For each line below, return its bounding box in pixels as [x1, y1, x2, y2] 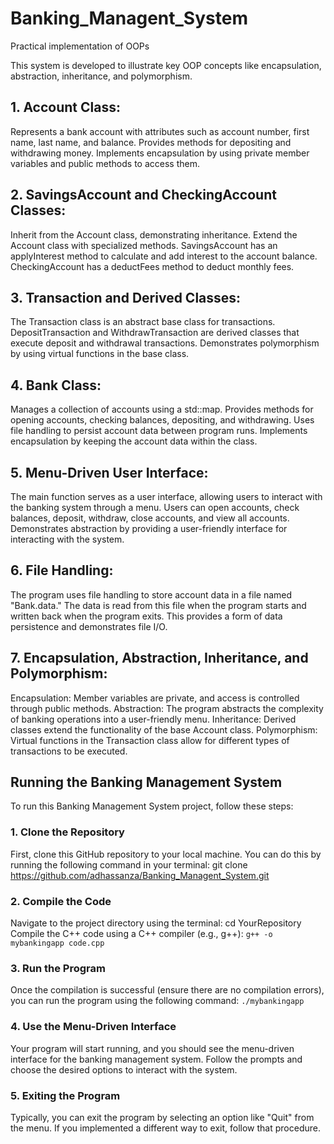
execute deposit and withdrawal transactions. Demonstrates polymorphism [10, 337, 320, 349]
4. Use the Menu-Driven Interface [10, 1020, 177, 1034]
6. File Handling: [10, 562, 114, 579]
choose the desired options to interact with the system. [10, 1063, 238, 1076]
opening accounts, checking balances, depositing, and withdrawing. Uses [10, 414, 315, 426]
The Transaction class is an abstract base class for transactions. [10, 316, 276, 328]
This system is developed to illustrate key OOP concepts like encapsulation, [10, 59, 322, 71]
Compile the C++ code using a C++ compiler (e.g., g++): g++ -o [10, 928, 273, 940]
